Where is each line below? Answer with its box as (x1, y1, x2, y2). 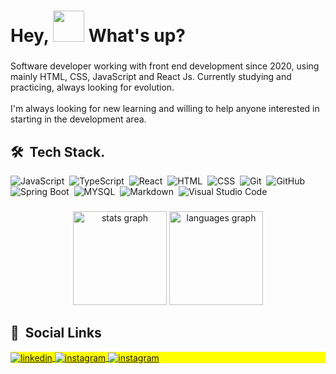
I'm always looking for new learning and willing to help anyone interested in (10, 103, 320, 115)
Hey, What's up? (10, 25, 186, 47)
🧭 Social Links (10, 325, 102, 342)
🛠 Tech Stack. (10, 143, 106, 160)
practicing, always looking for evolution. (10, 81, 175, 94)
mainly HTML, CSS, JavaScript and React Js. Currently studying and (10, 71, 292, 83)
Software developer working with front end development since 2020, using (10, 60, 320, 72)
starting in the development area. (10, 113, 147, 125)
